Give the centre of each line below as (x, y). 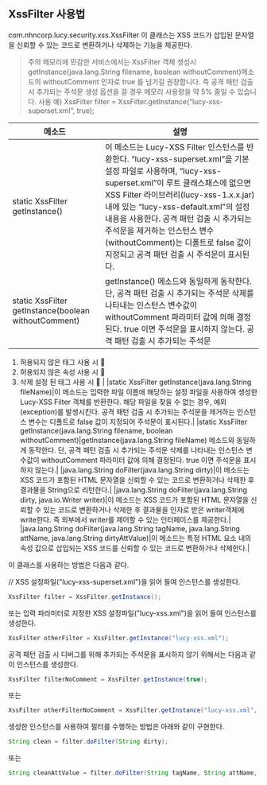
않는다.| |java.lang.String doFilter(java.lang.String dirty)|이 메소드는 (142, 470)
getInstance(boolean (51, 310)
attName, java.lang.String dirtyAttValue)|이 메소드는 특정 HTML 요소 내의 (135, 538)
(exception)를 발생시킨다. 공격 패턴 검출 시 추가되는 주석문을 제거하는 (128, 411)
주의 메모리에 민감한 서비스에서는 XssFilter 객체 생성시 (112, 61)
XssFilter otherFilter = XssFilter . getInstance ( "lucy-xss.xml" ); (118, 638)
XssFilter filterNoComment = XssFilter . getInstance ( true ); (108, 679)
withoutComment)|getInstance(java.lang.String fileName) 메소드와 (127, 440)
